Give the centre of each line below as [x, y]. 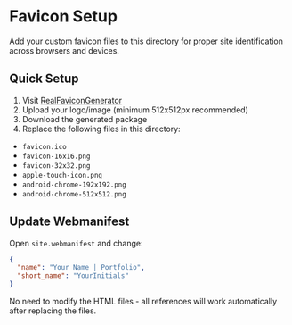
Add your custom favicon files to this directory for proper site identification [146, 41]
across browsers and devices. [65, 50]
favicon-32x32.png [56, 166]
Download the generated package [85, 119]
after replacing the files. [53, 311]
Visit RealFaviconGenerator [72, 100]
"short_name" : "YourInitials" [73, 276]
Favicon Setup [64, 17]
